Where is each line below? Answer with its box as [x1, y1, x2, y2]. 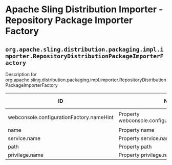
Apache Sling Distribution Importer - [5, 4, 163, 15]
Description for [5, 72, 37, 77]
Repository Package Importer [5, 14, 133, 26]
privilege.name [8, 152, 44, 158]
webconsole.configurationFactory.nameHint [8, 114, 114, 121]
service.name [8, 135, 41, 142]
